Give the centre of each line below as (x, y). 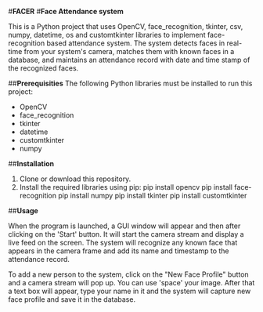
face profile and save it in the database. (72, 299)
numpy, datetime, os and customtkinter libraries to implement (107, 35)
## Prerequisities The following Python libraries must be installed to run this (130, 83)
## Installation (31, 163)
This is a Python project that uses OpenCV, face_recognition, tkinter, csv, (126, 26)
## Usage (23, 210)
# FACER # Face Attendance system (66, 11)
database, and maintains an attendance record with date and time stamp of (129, 60)
